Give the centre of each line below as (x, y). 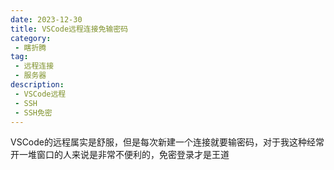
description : (37, 85)
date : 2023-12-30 (46, 19)
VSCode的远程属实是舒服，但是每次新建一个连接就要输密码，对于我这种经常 (167, 142)
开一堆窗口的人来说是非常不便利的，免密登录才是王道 (120, 155)
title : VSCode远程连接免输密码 (69, 29)
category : (31, 38)
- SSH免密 (33, 112)
